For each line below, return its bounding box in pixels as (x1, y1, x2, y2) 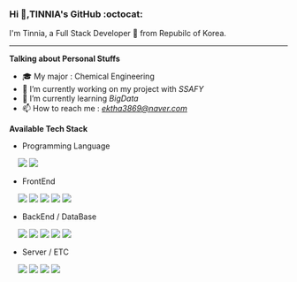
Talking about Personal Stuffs (9, 53, 121, 65)
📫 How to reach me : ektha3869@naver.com (21, 103, 188, 114)
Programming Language (21, 141, 110, 151)
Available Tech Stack (9, 124, 88, 134)
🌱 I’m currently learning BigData (21, 93, 139, 104)
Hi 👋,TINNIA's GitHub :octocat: (9, 8, 143, 20)
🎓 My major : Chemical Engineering (21, 71, 155, 82)
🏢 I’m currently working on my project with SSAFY (21, 84, 204, 95)
